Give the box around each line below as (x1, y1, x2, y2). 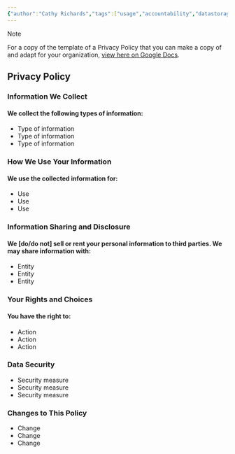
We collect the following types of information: (7, 109, 143, 118)
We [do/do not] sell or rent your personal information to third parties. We (7, 239, 222, 248)
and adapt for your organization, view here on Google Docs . (7, 50, 180, 59)
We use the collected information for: (7, 174, 118, 183)
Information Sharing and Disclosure (7, 222, 131, 232)
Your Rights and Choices (7, 295, 93, 304)
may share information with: (7, 246, 91, 255)
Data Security (7, 360, 55, 369)
